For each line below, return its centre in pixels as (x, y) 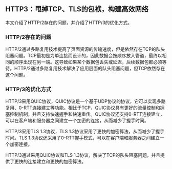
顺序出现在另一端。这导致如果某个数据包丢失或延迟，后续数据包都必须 (88, 62)
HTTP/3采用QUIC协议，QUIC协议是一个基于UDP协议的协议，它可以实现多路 (85, 101)
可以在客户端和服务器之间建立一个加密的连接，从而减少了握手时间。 (77, 121)
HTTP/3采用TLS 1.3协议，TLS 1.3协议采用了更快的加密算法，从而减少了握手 (85, 132)
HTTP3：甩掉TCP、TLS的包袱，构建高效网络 (77, 9)
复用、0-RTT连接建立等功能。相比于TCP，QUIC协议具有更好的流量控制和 (83, 108)
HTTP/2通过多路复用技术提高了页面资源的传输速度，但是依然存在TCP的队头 (85, 49)
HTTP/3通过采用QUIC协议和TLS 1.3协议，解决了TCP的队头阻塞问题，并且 (83, 155)
